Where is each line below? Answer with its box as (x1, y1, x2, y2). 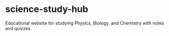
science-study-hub (5, 3, 88, 15)
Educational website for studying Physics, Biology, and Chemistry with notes (5, 20, 164, 26)
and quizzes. (5, 25, 32, 31)
